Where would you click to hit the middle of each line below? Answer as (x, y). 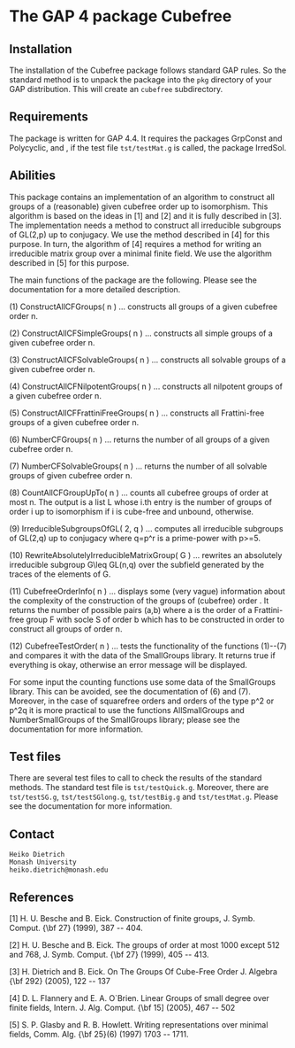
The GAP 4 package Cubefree (121, 16)
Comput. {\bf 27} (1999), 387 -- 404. (76, 928)
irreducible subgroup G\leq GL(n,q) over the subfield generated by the (137, 564)
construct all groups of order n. (66, 629)
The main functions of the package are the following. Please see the (133, 280)
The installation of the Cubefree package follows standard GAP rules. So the (148, 70)
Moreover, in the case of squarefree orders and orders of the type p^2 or (142, 701)
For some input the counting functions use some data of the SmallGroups (143, 682)
